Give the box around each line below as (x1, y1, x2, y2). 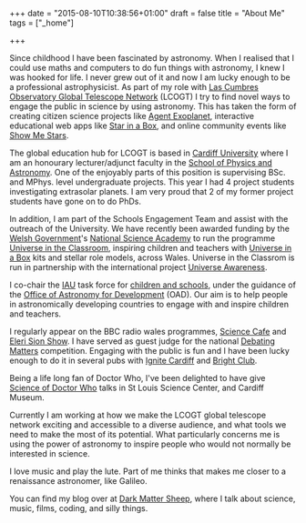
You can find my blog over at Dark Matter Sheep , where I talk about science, (9, 493, 296, 504)
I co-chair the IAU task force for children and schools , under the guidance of (9, 279, 296, 290)
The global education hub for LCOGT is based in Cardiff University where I (9, 147, 289, 158)
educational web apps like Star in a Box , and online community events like (9, 120, 287, 131)
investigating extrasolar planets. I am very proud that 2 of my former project (9, 186, 294, 196)
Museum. (9, 392, 46, 403)
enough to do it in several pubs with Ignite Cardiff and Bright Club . (9, 355, 258, 366)
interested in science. (9, 448, 90, 458)
